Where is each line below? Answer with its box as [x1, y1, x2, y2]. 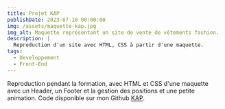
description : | [7, 35, 51, 42]
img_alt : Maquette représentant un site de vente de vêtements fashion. [7, 29, 220, 36]
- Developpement [13, 54, 60, 61]
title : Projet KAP [7, 10, 60, 17]
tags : [7, 48, 23, 55]
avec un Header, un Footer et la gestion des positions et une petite [7, 87, 196, 95]
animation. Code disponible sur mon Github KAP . [7, 93, 145, 102]
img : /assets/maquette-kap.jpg [7, 22, 97, 29]
